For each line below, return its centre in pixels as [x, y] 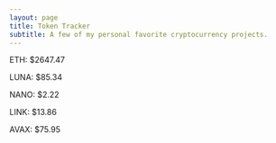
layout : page [34, 18]
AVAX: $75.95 [35, 130]
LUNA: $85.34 [36, 77]
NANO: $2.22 [35, 94]
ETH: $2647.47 [37, 60]
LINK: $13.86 [33, 112]
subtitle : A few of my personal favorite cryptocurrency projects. [139, 34]
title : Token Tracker [50, 26]
